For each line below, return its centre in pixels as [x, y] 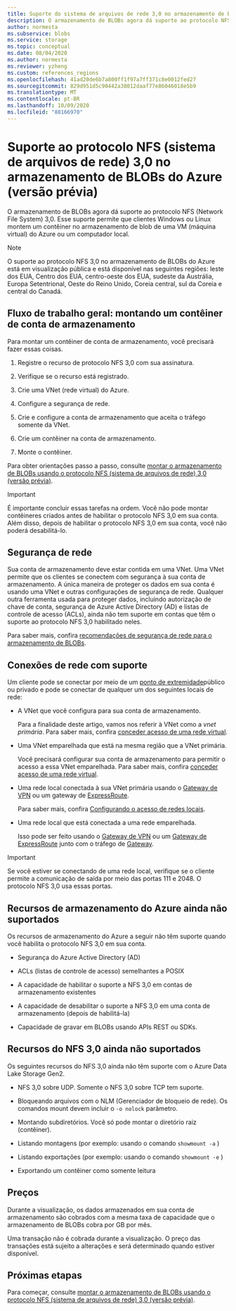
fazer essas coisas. [35, 349]
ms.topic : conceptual [39, 47]
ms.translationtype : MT [42, 92]
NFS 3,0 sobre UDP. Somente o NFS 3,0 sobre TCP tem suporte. [111, 1087]
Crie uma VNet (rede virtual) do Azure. [73, 390]
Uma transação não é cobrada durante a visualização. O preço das [104, 1238]
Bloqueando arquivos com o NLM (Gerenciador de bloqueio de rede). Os [123, 1101]
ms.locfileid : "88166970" [45, 112]
